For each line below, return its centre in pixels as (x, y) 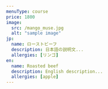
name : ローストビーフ (34, 44)
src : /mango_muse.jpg (38, 28)
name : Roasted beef (35, 66)
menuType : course (27, 11)
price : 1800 (20, 17)
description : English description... (57, 71)
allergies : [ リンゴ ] (35, 55)
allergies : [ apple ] (35, 77)
